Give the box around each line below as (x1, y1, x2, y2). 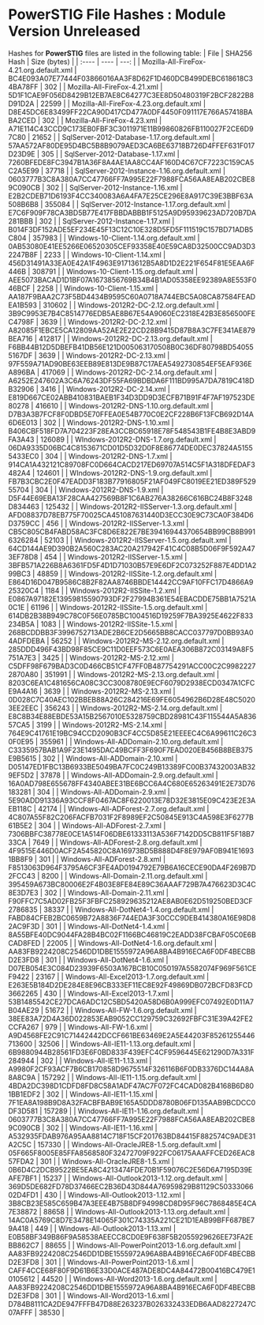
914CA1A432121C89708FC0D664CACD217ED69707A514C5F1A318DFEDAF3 (8, 460, 256, 469)
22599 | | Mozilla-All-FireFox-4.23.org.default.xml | (40, 99, 206, 108)
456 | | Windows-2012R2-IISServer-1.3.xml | (46, 518, 189, 528)
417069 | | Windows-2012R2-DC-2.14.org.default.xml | (41, 367, 218, 377)
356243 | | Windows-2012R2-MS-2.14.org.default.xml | (44, 703, 223, 713)
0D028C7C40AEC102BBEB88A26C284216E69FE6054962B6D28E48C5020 (8, 694, 256, 704)
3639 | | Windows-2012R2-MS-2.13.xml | (43, 686, 176, 696)
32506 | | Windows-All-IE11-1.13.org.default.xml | (38, 1039, 195, 1048)
